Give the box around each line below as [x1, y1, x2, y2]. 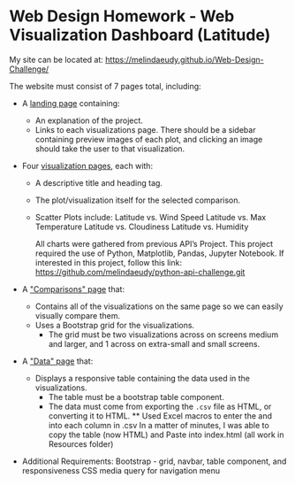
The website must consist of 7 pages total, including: [9, 81, 201, 91]
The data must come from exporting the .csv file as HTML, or [48, 401, 272, 412]
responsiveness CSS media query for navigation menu [21, 465, 221, 475]
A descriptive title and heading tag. [34, 177, 163, 188]
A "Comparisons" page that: [21, 283, 125, 294]
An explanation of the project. [34, 115, 144, 126]
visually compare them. [34, 310, 121, 320]
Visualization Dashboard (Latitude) [9, 25, 271, 45]
